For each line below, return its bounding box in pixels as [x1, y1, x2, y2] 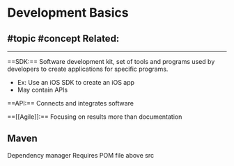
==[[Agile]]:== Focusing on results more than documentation [7, 113, 182, 121]
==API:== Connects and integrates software [7, 99, 134, 107]
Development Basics [7, 5, 129, 21]
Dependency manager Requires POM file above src [7, 151, 155, 159]
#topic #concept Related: [7, 33, 120, 44]
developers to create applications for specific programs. [7, 65, 169, 73]
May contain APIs [17, 85, 68, 94]
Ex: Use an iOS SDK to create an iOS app [17, 78, 134, 86]
